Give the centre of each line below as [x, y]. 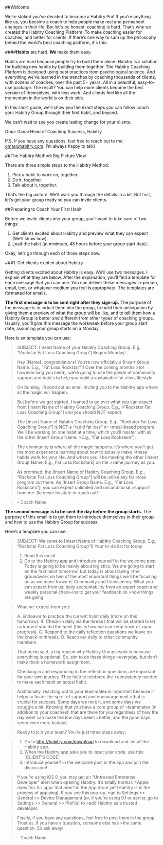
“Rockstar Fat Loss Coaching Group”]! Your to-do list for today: [80, 546]
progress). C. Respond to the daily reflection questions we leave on [84, 632]
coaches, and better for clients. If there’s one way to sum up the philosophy [81, 37]
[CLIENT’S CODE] [42, 757]
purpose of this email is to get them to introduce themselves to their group [80, 517]
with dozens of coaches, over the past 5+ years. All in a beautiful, [71, 82]
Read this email [39, 556]
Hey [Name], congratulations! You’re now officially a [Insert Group [83, 362]
